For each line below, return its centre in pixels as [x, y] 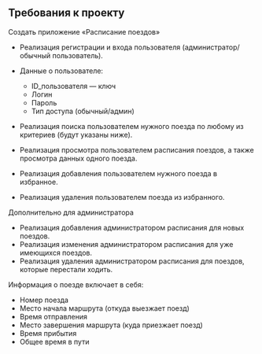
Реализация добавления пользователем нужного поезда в [118, 173]
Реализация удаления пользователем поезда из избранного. [122, 197]
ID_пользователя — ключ [74, 86]
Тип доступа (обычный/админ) [83, 111]
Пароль [44, 102]
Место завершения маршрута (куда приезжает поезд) [111, 325]
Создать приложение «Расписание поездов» [84, 31]
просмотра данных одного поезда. [78, 158]
